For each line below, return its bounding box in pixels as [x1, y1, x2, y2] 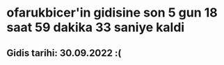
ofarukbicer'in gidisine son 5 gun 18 [6, 5, 218, 21]
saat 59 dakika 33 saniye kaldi [6, 19, 185, 35]
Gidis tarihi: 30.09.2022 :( [6, 47, 122, 59]
